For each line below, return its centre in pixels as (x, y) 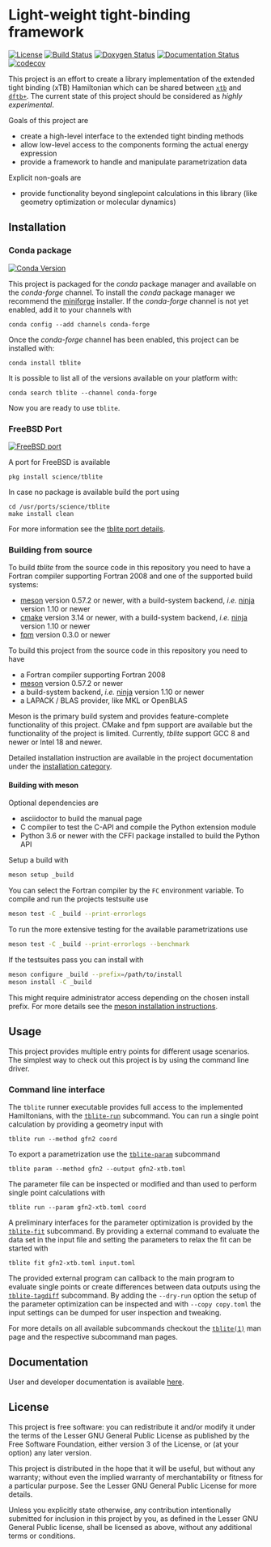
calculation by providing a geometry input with (86, 1124)
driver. (19, 1068)
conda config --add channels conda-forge (79, 324)
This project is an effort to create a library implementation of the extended (131, 79)
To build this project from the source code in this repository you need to (128, 650)
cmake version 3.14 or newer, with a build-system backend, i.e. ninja (134, 618)
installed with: (32, 348)
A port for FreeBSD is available (59, 462)
